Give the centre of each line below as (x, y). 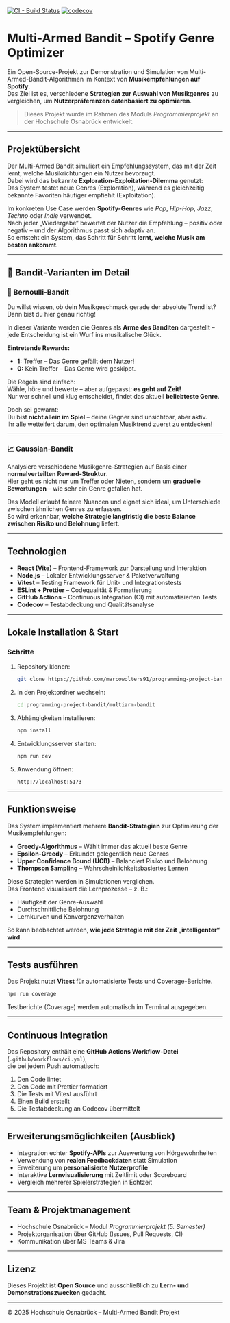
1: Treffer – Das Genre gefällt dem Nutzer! (76, 361)
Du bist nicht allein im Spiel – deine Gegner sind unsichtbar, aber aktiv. (107, 417)
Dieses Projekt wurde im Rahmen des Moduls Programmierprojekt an (121, 114)
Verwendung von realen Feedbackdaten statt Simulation (97, 1160)
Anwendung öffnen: (45, 769)
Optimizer (36, 53)
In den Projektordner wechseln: (61, 693)
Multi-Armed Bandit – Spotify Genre (111, 38)
